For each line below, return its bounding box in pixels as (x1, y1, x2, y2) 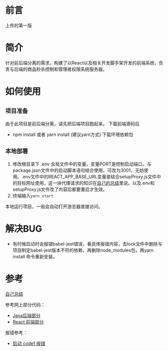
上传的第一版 (5, 22, 32, 28)
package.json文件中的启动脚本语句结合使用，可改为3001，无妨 (12, 167, 144, 173)
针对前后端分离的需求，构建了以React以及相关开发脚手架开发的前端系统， (5, 59, 159, 66)
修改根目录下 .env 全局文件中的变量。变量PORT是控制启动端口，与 (12, 161, 152, 167)
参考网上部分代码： (5, 301, 46, 307)
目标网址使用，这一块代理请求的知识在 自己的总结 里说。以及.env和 (17, 180, 155, 186)
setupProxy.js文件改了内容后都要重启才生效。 (12, 186, 108, 192)
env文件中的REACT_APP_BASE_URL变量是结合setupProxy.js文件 (22, 173, 157, 180)
